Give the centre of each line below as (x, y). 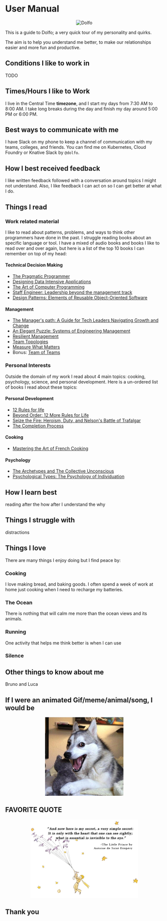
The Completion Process (38, 426)
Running (16, 632)
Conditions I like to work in (47, 63)
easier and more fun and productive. (43, 47)
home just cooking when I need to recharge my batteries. (64, 589)
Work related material (32, 221)
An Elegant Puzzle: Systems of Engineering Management (71, 331)
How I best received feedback (53, 168)
